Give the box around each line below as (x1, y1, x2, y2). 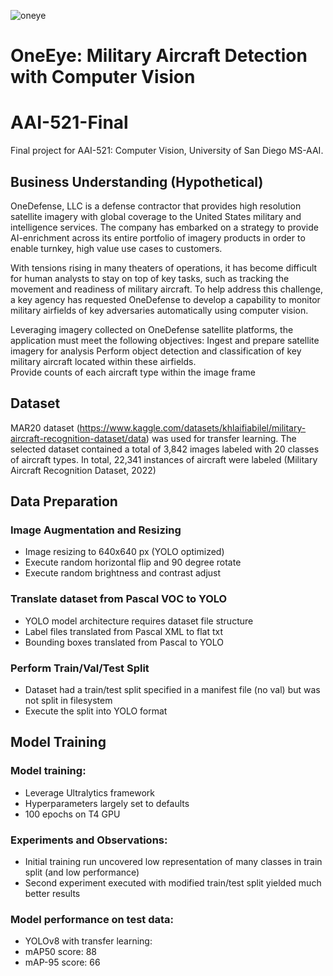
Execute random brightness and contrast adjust (24, 567, 222, 579)
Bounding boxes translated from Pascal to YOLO (24, 636, 224, 648)
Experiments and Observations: (10, 833, 168, 847)
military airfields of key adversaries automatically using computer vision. (10, 304, 309, 316)
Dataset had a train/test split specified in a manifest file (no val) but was (24, 684, 321, 696)
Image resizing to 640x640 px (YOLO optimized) (24, 546, 225, 558)
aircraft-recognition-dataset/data (10, 432, 147, 444)
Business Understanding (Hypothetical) (10, 173, 264, 190)
